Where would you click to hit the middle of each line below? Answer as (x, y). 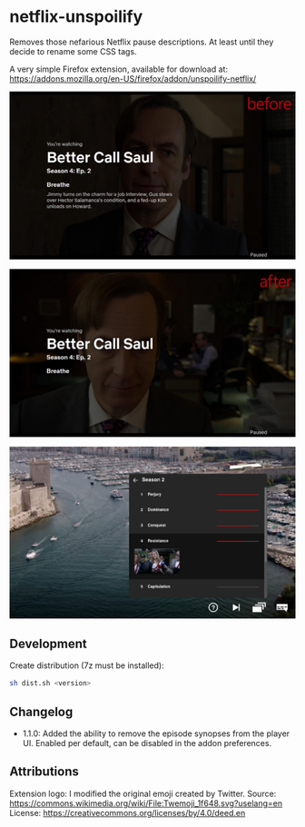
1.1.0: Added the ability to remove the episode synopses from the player (156, 733)
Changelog (41, 711)
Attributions (44, 772)
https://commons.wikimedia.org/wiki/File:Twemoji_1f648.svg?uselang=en (146, 803)
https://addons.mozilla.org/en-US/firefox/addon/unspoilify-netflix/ (133, 78)
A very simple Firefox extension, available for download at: (119, 69)
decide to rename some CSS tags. (74, 51)
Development (49, 643)
